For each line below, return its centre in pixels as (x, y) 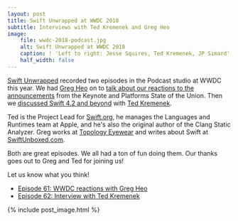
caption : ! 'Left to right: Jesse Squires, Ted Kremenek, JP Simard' (125, 54)
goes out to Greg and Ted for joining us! (66, 161)
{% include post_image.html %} (54, 210)
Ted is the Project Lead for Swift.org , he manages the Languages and (109, 117)
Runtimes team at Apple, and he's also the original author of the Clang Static (119, 124)
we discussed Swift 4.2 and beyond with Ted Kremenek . (90, 103)
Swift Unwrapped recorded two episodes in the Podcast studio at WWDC (114, 80)
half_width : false (47, 60)
